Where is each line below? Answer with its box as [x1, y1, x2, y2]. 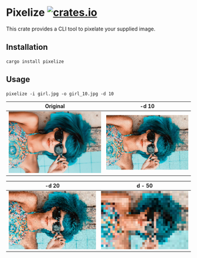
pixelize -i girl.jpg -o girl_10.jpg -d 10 [6, 91, 114, 97]
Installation [6, 42, 48, 52]
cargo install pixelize [6, 59, 64, 64]
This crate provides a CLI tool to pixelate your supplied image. [6, 25, 156, 32]
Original [45, 103, 65, 110]
